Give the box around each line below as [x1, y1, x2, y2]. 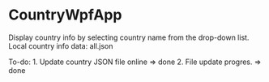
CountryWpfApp [8, 6, 122, 24]
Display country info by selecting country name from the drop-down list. [8, 32, 250, 42]
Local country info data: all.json [8, 41, 113, 50]
